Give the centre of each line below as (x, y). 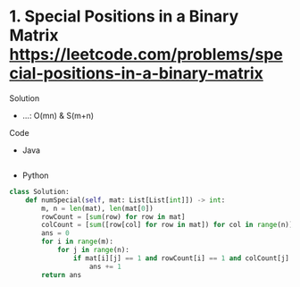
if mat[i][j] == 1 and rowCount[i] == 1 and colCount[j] (181, 258)
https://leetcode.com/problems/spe (146, 55)
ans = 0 (55, 233)
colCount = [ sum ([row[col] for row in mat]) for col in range (159, 225)
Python (35, 175)
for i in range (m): (78, 242)
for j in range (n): (93, 250)
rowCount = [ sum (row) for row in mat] (113, 216)
